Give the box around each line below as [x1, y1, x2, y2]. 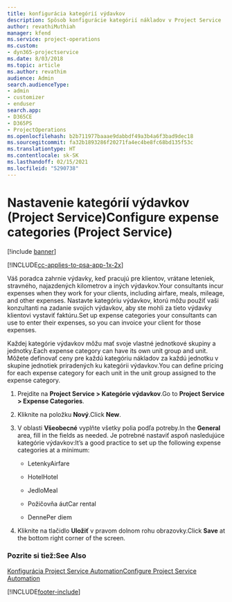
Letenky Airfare [27, 459, 70, 467]
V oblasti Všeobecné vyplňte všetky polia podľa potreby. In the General [17, 424, 221, 432]
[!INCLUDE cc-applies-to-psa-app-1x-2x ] [7, 261, 124, 269]
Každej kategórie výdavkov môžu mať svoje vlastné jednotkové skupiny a [7, 339, 216, 347]
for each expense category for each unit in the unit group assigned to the [7, 368, 216, 377]
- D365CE [7, 113, 33, 120]
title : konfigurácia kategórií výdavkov [7, 10, 126, 17]
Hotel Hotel [27, 472, 59, 481]
